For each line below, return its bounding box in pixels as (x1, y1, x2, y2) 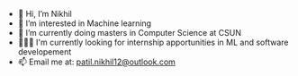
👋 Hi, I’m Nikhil (17, 9, 72, 19)
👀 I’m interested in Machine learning (17, 18, 151, 29)
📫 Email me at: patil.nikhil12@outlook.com (17, 56, 176, 67)
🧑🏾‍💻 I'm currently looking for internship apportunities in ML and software (17, 37, 289, 47)
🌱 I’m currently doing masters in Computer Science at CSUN (17, 28, 241, 38)
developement (17, 46, 72, 57)
